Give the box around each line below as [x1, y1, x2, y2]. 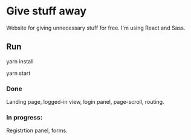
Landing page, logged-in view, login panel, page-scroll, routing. [6, 98, 164, 106]
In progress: [6, 113, 43, 121]
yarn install [6, 57, 34, 65]
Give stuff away [6, 4, 86, 18]
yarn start [6, 69, 31, 77]
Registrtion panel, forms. [6, 127, 68, 134]
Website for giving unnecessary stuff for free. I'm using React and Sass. [6, 24, 186, 31]
